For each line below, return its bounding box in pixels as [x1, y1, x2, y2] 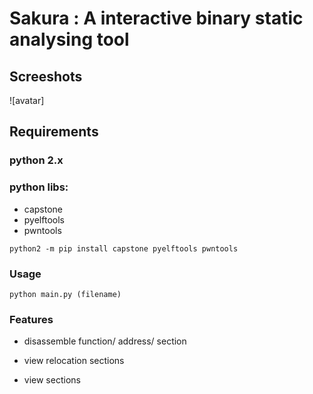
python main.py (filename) [9, 289, 122, 299]
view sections [23, 374, 81, 386]
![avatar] [9, 95, 45, 106]
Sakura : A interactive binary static [9, 7, 304, 30]
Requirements [9, 123, 99, 141]
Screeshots [9, 68, 83, 85]
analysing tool [9, 28, 130, 51]
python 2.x [9, 153, 64, 167]
